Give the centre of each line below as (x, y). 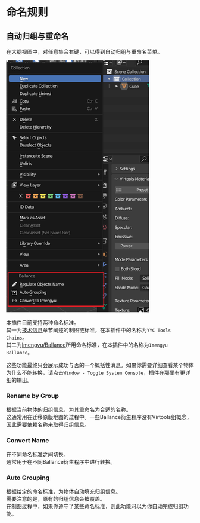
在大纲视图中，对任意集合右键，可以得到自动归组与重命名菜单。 (84, 52)
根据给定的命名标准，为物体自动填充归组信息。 (63, 491)
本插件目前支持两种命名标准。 (43, 322)
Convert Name (28, 441)
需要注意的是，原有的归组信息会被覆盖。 (56, 498)
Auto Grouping (28, 478)
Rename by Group (33, 396)
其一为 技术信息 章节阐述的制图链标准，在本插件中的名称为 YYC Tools (89, 330)
